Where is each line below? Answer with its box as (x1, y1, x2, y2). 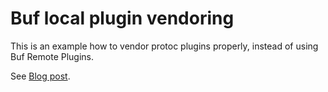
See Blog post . (10, 70, 71, 82)
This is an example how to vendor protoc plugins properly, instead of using (10, 40, 319, 52)
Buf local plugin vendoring (10, 7, 235, 30)
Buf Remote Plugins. (10, 50, 95, 62)
